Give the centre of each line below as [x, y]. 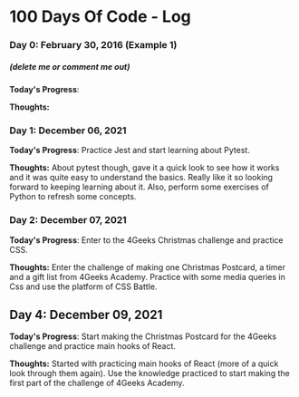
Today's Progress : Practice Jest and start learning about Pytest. [130, 150]
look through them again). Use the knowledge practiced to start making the [149, 373]
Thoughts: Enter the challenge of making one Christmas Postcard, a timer [148, 267]
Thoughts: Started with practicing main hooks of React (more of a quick [144, 363]
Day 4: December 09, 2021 [86, 315]
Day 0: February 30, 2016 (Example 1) [93, 45]
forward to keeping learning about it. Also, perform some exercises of [139, 187]
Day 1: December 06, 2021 [68, 131]
